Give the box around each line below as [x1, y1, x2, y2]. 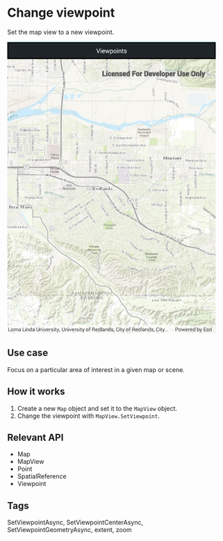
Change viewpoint [7, 5, 115, 21]
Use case [7, 347, 49, 359]
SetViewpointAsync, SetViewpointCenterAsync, [7, 518, 144, 526]
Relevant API [7, 431, 64, 443]
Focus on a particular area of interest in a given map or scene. [7, 365, 185, 373]
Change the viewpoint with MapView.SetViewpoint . [17, 412, 160, 420]
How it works [7, 386, 65, 398]
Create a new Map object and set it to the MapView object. [17, 404, 178, 412]
